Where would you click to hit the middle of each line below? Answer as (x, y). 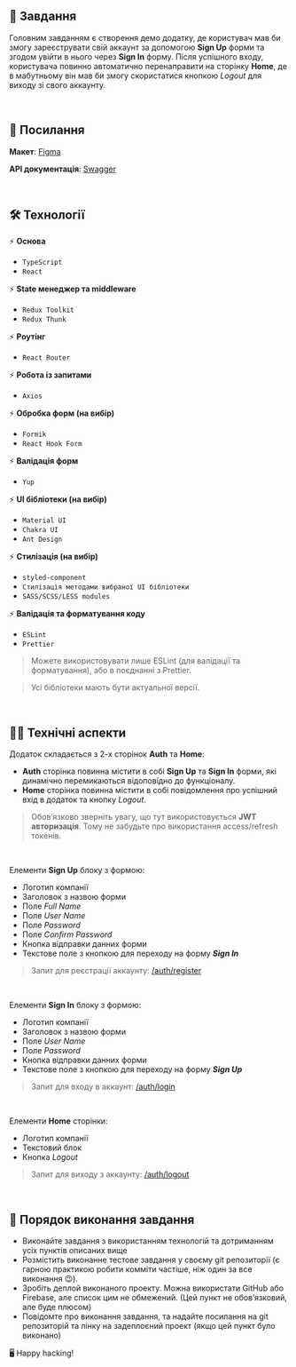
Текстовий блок (52, 1148)
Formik (34, 435)
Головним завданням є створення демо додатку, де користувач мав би (145, 37)
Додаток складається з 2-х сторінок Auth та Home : (107, 754)
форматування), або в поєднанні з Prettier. (111, 671)
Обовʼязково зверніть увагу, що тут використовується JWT (144, 817)
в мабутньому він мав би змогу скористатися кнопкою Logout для (136, 76)
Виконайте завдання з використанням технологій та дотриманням (148, 1241)
